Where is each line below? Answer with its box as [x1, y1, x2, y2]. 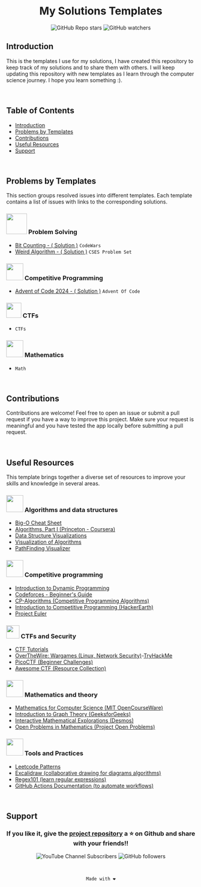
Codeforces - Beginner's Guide [14, 591, 92, 598]
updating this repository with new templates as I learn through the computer [6, 70, 194, 77]
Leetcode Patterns [14, 763, 61, 770]
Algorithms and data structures [24, 506, 118, 514]
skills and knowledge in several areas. [6, 480, 100, 487]
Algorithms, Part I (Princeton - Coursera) [14, 526, 116, 533]
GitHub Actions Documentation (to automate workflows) [14, 782, 154, 789]
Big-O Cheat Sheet [14, 519, 62, 526]
